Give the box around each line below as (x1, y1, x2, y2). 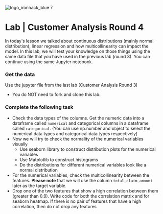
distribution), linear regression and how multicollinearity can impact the (5, 43, 149, 49)
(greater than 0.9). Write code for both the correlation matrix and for (12, 193, 150, 199)
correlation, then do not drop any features (12, 203, 97, 209)
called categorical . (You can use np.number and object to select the (12, 125, 151, 131)
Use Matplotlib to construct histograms (19, 157, 98, 163)
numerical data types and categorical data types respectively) (12, 130, 138, 137)
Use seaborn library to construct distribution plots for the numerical (19, 146, 156, 152)
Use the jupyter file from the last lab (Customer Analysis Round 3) (5, 82, 138, 88)
